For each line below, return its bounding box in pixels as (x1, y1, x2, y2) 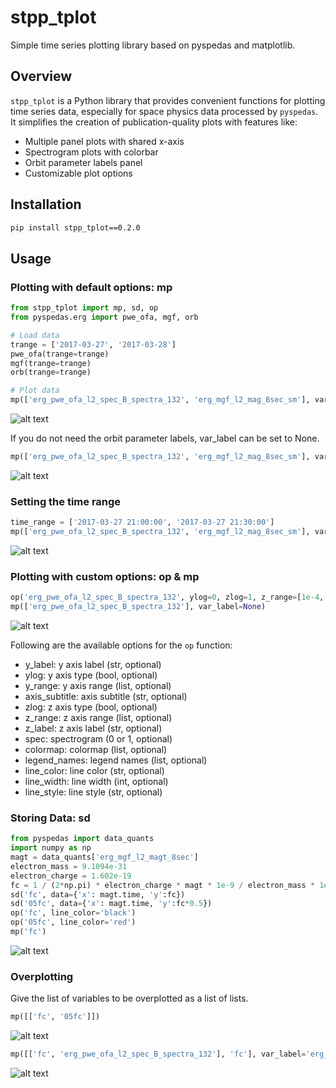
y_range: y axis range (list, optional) (24, 679, 172, 691)
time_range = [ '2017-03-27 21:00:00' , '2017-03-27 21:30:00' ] (10, 517, 275, 528)
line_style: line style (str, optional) (24, 786, 163, 798)
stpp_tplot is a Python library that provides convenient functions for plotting (10, 94, 326, 106)
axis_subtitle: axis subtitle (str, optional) (24, 690, 188, 702)
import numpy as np (10, 843, 92, 853)
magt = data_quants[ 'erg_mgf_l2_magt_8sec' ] (10, 852, 199, 863)
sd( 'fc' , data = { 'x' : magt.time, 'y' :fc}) (10, 889, 186, 900)
